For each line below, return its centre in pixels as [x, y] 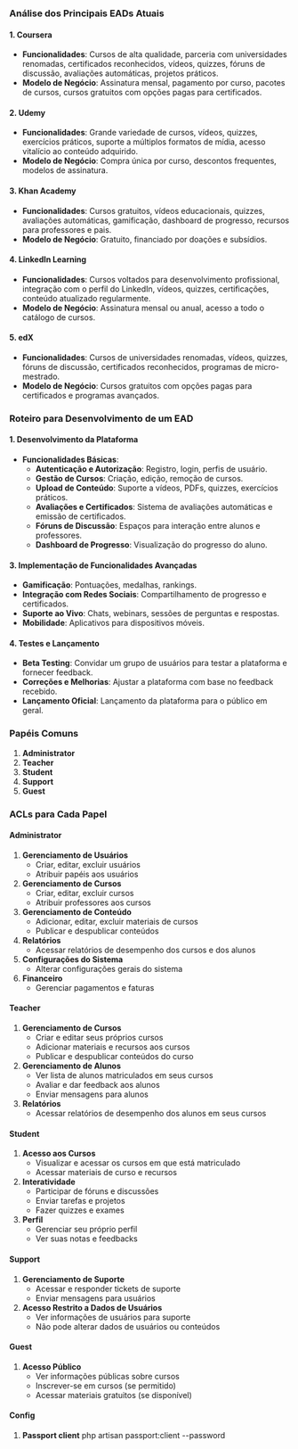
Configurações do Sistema [72, 959]
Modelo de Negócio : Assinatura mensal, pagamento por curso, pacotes [153, 83]
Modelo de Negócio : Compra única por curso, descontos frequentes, [149, 161]
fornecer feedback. [57, 672]
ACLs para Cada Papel [58, 814]
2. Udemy [28, 112]
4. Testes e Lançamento [54, 643]
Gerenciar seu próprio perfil [86, 1230]
